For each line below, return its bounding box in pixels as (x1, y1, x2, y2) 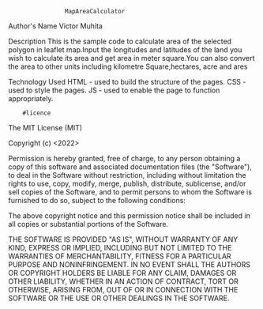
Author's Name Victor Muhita (8, 21, 103, 31)
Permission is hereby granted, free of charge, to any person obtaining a (8, 154, 241, 163)
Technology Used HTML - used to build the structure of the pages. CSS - (8, 77, 246, 86)
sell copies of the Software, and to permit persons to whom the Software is (8, 187, 253, 197)
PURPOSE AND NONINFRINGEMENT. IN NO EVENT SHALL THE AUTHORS (8, 260, 251, 269)
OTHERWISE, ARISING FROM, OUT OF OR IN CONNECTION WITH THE (8, 285, 239, 294)
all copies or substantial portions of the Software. (8, 220, 168, 228)
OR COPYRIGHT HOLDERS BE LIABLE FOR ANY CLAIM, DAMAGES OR (8, 269, 237, 277)
